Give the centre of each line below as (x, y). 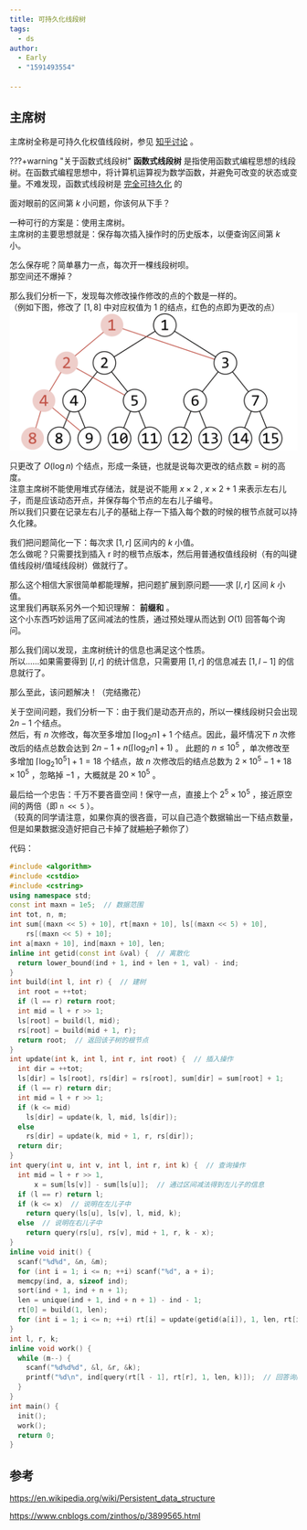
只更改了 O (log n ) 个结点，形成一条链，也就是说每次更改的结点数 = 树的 (143, 465)
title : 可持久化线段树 (48, 19)
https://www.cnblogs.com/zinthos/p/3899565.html (105, 1516)
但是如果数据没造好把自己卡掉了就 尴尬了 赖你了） (101, 828)
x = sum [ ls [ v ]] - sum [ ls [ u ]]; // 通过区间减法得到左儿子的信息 (149, 1185)
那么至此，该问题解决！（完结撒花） (78, 692)
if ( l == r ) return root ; (67, 1002)
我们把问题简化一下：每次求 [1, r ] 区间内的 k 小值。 (104, 542)
